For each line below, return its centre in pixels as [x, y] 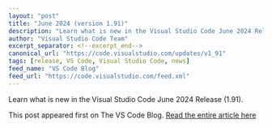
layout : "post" [34, 16]
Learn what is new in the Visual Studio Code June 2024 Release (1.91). [126, 99]
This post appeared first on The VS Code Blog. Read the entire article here [132, 115]
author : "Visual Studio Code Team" [68, 38]
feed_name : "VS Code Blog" [54, 69]
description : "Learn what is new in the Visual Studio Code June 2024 [130, 31]
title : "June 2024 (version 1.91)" [68, 23]
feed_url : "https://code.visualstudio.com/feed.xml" [99, 76]
